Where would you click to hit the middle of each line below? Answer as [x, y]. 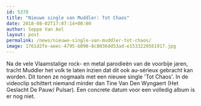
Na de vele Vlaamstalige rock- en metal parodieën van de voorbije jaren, [97, 63]
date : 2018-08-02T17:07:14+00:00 [49, 23]
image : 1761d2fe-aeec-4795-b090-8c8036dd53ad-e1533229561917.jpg [91, 47]
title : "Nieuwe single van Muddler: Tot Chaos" [68, 18]
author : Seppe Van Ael [35, 29]
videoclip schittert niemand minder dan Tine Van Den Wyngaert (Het [93, 83]
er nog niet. [21, 96]
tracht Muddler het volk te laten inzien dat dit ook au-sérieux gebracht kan [100, 70]
